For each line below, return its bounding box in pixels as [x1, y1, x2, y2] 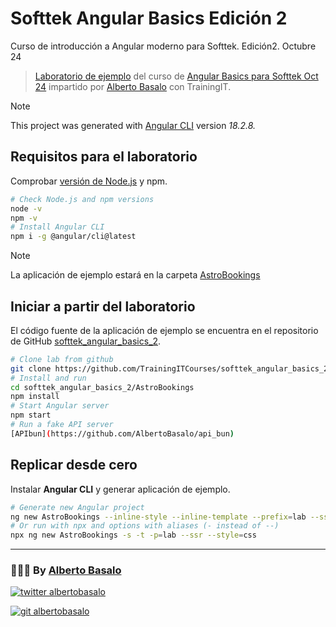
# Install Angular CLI [10, 222, 105, 232]
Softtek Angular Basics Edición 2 [10, 7, 288, 30]
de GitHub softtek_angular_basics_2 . [10, 335, 162, 347]
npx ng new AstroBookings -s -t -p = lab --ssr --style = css [10, 530, 257, 541]
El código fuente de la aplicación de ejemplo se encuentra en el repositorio [10, 324, 319, 336]
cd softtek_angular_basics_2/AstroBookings [10, 382, 195, 392]
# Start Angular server [10, 401, 110, 411]
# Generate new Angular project [10, 502, 145, 512]
